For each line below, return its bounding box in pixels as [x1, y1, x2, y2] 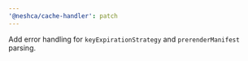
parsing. [8, 42, 37, 53]
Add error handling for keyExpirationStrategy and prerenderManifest [8, 34, 240, 44]
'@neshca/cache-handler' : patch [8, 11, 118, 20]
